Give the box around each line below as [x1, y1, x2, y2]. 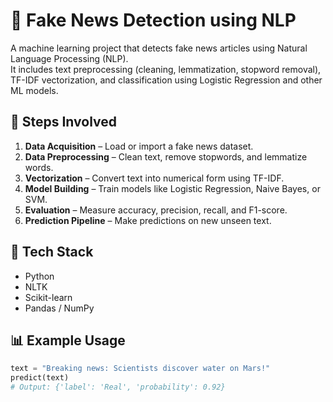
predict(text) [10, 373, 70, 383]
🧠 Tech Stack [10, 244, 94, 261]
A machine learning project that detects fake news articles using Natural [10, 42, 308, 54]
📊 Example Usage [10, 332, 126, 349]
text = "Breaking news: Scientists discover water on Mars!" [10, 364, 271, 374]
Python [24, 270, 55, 282]
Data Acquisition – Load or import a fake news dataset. [24, 140, 254, 152]
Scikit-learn [24, 291, 73, 303]
